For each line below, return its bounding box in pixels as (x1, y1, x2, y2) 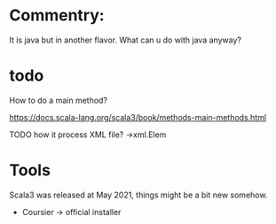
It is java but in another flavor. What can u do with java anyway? (9, 35, 242, 45)
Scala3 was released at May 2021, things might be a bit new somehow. (9, 189, 268, 200)
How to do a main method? (9, 95, 108, 105)
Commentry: (9, 5, 105, 26)
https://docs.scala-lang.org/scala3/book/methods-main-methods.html (9, 112, 267, 122)
